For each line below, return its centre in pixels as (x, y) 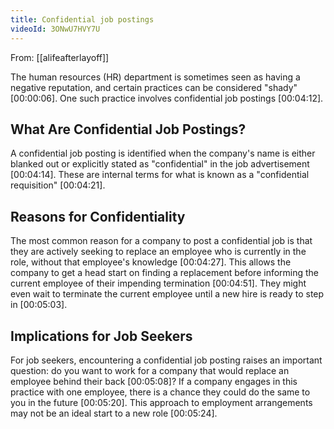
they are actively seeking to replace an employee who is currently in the (158, 252)
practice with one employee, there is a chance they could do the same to (160, 392)
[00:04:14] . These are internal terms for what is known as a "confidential (160, 175)
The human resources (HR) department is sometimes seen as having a (155, 77)
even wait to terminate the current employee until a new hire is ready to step (167, 294)
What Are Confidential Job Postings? (128, 129)
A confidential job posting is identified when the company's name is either (163, 153)
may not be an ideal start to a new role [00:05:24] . (114, 413)
